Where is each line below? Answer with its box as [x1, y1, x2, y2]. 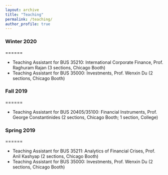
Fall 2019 [5, 87, 28, 95]
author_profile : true [5, 21, 51, 27]
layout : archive [5, 7, 39, 13]
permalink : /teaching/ [5, 17, 53, 22]
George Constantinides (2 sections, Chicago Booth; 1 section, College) [12, 114, 158, 120]
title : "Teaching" [5, 12, 44, 17]
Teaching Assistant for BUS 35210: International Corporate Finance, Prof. [12, 59, 163, 65]
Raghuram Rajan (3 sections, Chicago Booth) [12, 64, 106, 70]
